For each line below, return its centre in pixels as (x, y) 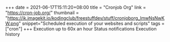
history (13, 34)
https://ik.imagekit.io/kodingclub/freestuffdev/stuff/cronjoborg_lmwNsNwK (86, 18)
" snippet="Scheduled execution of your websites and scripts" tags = (92, 23)
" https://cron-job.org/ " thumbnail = (42, 13)
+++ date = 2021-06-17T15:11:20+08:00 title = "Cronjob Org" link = (76, 7)
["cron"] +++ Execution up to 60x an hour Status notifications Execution (81, 29)
